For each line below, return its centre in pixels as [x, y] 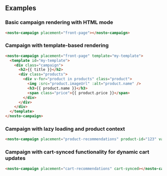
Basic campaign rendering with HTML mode [59, 22]
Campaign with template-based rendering [57, 45]
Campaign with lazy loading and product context [65, 129]
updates [15, 158]
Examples [21, 8]
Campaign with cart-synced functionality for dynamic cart [77, 152]
